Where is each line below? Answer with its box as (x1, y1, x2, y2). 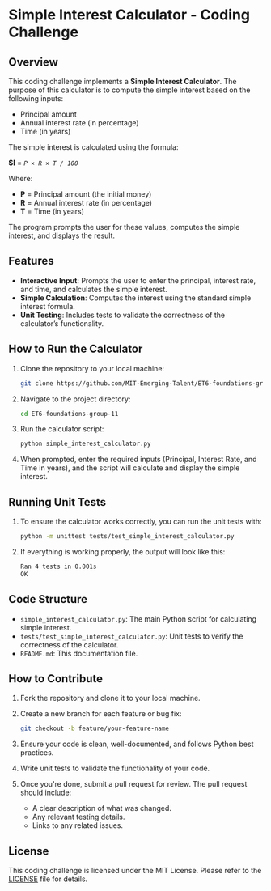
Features (8, 254, 54, 268)
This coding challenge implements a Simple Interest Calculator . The (8, 77, 237, 86)
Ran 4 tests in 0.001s (19, 562, 97, 571)
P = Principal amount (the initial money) (19, 189, 152, 199)
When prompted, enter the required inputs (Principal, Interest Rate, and (19, 455, 257, 465)
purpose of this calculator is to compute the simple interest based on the (8, 85, 251, 95)
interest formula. (19, 301, 75, 311)
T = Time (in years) (19, 206, 85, 216)
